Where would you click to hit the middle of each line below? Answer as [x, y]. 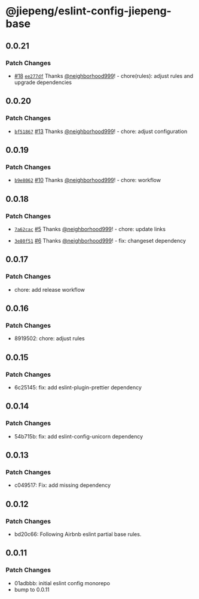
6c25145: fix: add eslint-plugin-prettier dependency [78, 387]
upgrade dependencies [43, 82]
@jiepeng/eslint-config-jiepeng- [88, 11]
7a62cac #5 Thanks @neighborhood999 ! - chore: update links [90, 229]
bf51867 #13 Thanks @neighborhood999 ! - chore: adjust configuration [101, 131]
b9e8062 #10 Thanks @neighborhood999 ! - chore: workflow [88, 180]
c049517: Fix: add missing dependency [62, 485]
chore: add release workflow [49, 289]
